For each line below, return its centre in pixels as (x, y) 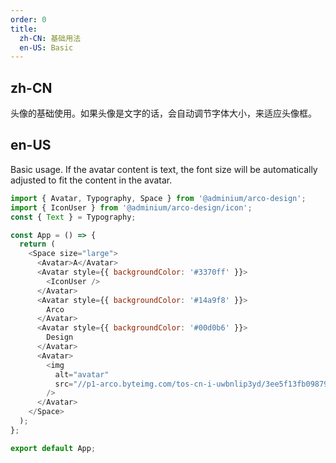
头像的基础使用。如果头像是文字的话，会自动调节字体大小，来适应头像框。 (163, 113)
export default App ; (53, 448)
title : (24, 29)
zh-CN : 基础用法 (50, 38)
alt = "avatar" (82, 374)
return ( (37, 244)
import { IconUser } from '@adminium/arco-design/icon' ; (131, 207)
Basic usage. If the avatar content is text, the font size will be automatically (164, 169)
